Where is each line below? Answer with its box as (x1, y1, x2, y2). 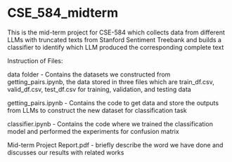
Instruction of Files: (7, 56, 63, 65)
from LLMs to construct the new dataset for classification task (7, 106, 188, 114)
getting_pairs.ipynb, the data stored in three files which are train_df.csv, (7, 77, 214, 86)
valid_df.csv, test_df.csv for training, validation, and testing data (7, 85, 191, 93)
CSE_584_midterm (7, 5, 118, 21)
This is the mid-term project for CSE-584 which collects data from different (7, 28, 225, 36)
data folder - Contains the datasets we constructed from (7, 70, 171, 79)
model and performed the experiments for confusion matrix (7, 127, 179, 135)
